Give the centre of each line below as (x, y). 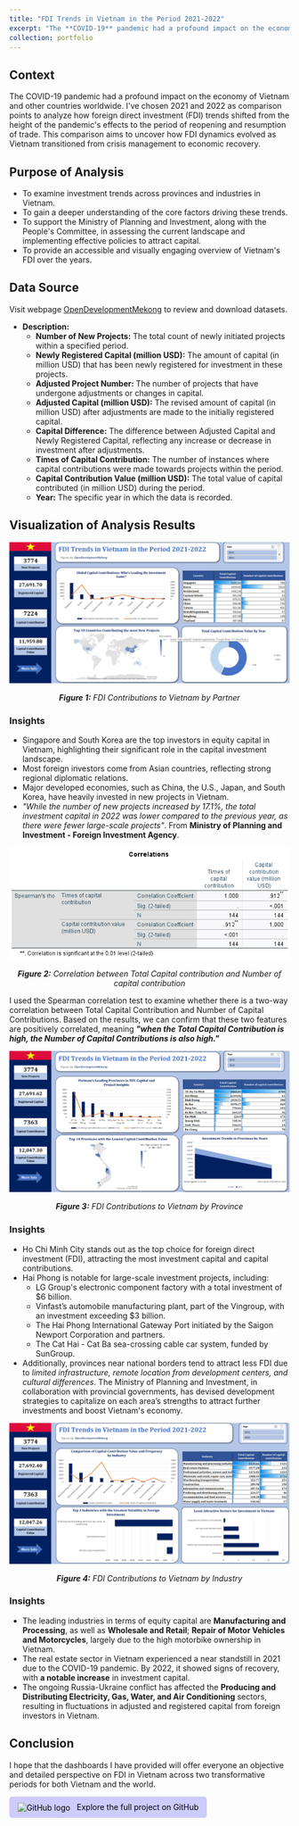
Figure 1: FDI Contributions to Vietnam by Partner (149, 697)
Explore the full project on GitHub (138, 1806)
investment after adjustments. (90, 450)
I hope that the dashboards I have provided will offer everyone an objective (147, 1765)
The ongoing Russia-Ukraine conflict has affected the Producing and (149, 1687)
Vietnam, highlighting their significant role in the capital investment (144, 749)
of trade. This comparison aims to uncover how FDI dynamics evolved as (143, 135)
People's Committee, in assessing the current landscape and (133, 231)
